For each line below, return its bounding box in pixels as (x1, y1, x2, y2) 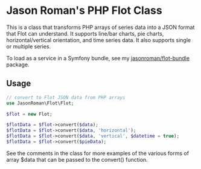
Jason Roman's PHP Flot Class (6, 4, 162, 18)
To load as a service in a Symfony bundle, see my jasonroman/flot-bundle (6, 54, 190, 62)
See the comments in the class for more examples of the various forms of (6, 149, 189, 157)
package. (6, 61, 30, 68)
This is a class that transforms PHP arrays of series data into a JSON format (6, 24, 195, 31)
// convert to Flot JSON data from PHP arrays (6, 94, 126, 100)
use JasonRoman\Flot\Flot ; (6, 100, 74, 106)
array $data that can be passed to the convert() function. (6, 156, 148, 163)
